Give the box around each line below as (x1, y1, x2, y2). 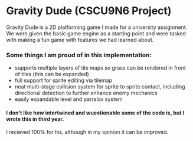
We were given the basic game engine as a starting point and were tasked (6, 29, 186, 37)
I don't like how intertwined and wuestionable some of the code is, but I (6, 109, 185, 116)
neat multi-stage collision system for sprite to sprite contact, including (14, 83, 185, 90)
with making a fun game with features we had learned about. (6, 36, 154, 43)
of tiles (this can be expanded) (14, 71, 90, 78)
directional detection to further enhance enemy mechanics (14, 90, 158, 97)
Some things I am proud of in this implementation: (6, 51, 152, 59)
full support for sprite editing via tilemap (14, 77, 113, 84)
